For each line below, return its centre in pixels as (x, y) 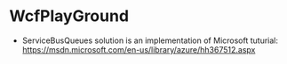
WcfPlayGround (69, 16)
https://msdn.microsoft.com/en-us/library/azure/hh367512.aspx (139, 49)
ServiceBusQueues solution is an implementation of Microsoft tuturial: (150, 40)
